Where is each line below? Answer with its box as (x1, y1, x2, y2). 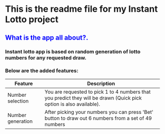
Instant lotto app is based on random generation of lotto (5, 48, 141, 55)
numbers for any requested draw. (5, 54, 87, 61)
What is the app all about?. (5, 33, 88, 42)
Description (87, 80, 115, 87)
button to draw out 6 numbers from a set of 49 (44, 114, 152, 121)
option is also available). (44, 101, 101, 107)
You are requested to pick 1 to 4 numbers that (44, 88, 151, 95)
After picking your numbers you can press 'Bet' (44, 108, 154, 115)
